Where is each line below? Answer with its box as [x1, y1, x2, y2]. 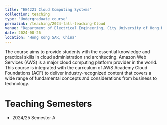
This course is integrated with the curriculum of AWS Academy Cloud [5, 64, 148, 70]
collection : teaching [5, 12, 50, 17]
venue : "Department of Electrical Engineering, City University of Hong [5, 26, 159, 31]
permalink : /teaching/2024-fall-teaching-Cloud [5, 21, 106, 26]
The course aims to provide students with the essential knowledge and [5, 48, 150, 55]
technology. [5, 80, 30, 86]
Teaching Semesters [5, 98, 92, 110]
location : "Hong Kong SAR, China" [5, 35, 77, 40]
